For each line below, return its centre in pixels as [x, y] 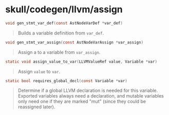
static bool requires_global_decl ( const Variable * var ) [66, 81]
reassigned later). [36, 107]
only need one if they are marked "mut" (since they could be [82, 102]
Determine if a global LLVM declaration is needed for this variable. [88, 90]
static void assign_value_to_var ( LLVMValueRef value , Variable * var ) [81, 62]
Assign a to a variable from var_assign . [59, 52]
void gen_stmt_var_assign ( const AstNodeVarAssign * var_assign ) [74, 42]
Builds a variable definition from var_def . [61, 33]
